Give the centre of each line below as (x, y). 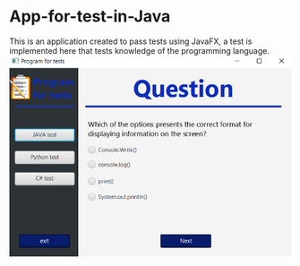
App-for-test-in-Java (90, 17)
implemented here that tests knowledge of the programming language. (140, 50)
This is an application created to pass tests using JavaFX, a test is (131, 41)
